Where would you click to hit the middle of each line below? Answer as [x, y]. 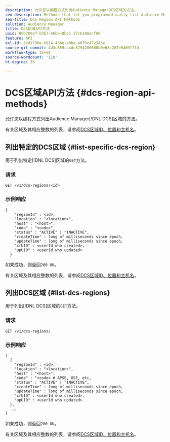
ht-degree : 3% [20, 62]
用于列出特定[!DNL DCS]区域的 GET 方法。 [47, 160]
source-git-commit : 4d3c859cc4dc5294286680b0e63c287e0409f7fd [72, 48]
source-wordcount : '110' [31, 57]
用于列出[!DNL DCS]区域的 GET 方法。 [43, 306]
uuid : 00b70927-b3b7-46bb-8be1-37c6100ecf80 [53, 33]
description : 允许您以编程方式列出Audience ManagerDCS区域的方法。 [72, 10]
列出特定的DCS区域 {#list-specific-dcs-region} [80, 147]
